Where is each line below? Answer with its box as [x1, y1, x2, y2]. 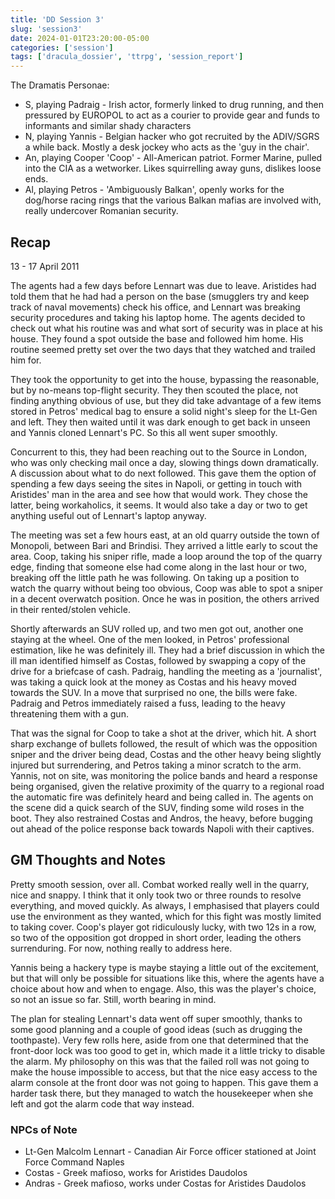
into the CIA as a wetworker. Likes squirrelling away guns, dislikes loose [24, 162, 322, 175]
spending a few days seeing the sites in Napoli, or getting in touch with [10, 477, 303, 490]
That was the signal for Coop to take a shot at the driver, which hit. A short [10, 727, 317, 739]
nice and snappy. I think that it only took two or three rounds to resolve [10, 889, 302, 901]
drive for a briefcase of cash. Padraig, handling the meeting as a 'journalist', [10, 665, 323, 677]
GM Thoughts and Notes [10, 852, 167, 869]
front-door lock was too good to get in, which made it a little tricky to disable [10, 1044, 326, 1056]
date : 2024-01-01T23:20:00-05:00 [10, 33, 150, 43]
